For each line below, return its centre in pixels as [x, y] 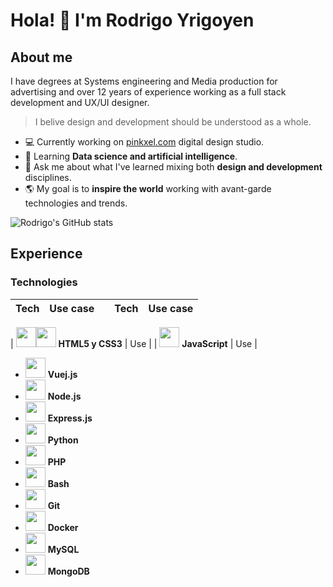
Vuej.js [62, 374]
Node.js [64, 396]
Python [63, 440]
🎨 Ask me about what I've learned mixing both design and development [173, 167]
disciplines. [48, 177]
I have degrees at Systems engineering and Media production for [144, 81]
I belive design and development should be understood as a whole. [173, 122]
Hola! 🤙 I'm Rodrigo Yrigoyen [132, 20]
